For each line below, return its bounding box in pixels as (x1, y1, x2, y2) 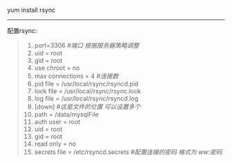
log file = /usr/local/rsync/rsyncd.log (34, 95, 139, 102)
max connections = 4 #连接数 (34, 72, 119, 80)
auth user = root (34, 117, 81, 126)
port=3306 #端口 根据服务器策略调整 (34, 41, 139, 49)
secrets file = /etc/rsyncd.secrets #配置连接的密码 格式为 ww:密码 (34, 148, 222, 156)
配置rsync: (7, 27, 37, 35)
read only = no (34, 140, 77, 148)
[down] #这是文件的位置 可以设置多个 (34, 103, 141, 111)
